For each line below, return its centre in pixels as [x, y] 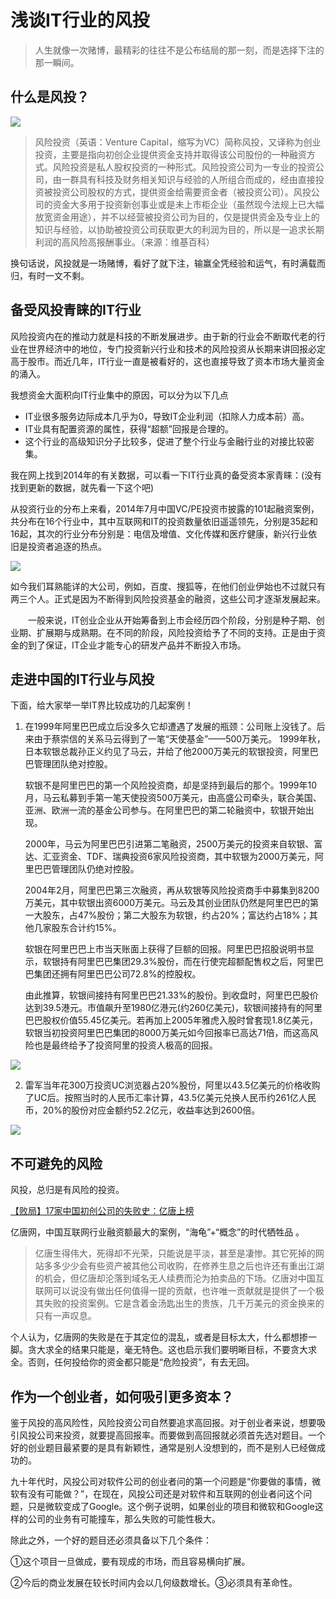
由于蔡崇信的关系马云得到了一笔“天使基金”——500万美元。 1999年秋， [179, 739]
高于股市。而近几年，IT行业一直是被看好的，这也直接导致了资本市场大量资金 [167, 361]
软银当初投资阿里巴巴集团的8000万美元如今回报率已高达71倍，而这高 [167, 1033]
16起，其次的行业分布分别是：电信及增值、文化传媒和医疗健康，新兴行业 [159, 533]
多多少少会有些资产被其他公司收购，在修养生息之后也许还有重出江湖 [184, 1266]
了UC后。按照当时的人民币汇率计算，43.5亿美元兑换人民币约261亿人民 [170, 1098]
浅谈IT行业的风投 [80, 20]
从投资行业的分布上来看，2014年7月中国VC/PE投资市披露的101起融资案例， [165, 508]
